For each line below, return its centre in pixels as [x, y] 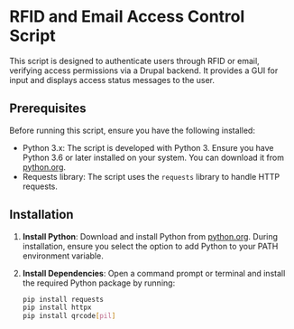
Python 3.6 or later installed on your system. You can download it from [153, 157]
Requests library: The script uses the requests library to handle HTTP [151, 176]
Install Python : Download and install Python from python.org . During [150, 236]
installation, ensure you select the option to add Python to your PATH [150, 246]
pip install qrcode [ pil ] [69, 316]
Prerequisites [48, 109]
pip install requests [63, 299]
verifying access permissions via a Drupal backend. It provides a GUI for [144, 70]
